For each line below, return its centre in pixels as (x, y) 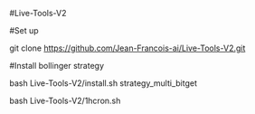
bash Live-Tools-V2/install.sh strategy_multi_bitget (103, 83)
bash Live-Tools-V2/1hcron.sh (65, 100)
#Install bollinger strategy (57, 66)
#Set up (24, 30)
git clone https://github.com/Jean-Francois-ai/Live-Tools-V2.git (127, 48)
